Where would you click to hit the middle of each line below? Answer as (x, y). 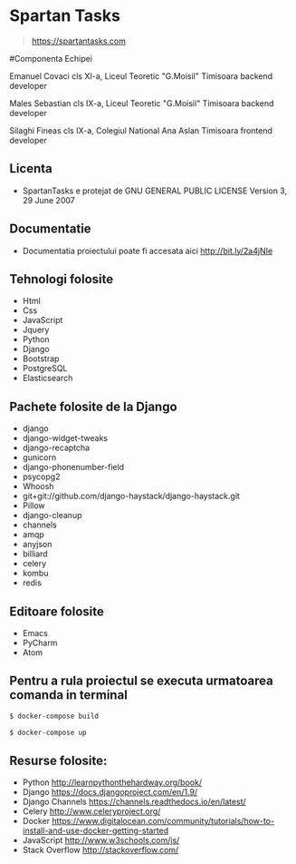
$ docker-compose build (54, 716)
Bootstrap (41, 358)
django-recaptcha (56, 448)
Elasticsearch (48, 378)
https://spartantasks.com (79, 41)
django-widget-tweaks (65, 438)
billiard (35, 554)
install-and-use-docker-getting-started (95, 830)
